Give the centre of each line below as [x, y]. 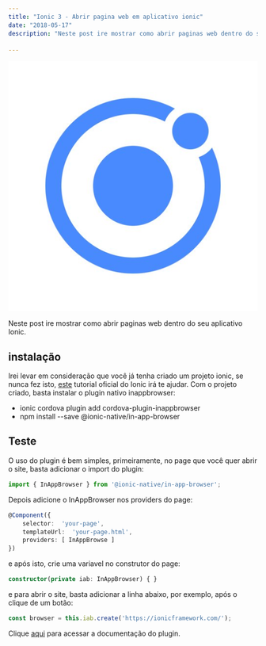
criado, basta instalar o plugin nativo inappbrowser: [92, 393]
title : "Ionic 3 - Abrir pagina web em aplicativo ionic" [106, 17]
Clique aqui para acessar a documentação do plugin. [94, 633]
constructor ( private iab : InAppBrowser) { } [83, 579]
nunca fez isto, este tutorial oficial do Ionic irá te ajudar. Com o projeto [123, 384]
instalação [35, 357]
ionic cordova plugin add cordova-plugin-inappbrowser [110, 408]
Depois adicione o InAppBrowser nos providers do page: [101, 499]
